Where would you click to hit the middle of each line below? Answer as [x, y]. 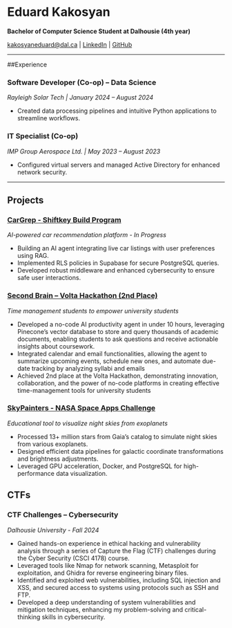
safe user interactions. [49, 278]
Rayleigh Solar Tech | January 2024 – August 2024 [80, 98]
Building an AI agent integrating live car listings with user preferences [116, 248]
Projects [26, 200]
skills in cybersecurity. [74, 617]
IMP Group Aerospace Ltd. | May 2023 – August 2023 [84, 151]
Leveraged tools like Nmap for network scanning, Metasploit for [108, 565]
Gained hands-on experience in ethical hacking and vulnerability [109, 543]
